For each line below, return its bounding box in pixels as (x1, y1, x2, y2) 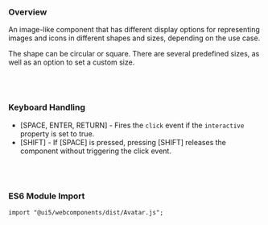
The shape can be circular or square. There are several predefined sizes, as (8, 49, 260, 59)
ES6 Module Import (8, 190, 85, 202)
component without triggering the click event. (19, 146, 171, 156)
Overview (8, 6, 47, 18)
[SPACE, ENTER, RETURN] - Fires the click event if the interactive (19, 120, 245, 130)
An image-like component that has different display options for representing (8, 25, 260, 35)
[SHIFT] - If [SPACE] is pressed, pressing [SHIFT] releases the (19, 137, 227, 147)
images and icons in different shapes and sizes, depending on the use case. (8, 33, 261, 43)
